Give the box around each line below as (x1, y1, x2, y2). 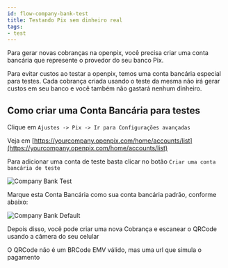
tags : (7, 23, 23, 30)
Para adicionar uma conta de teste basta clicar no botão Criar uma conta (7, 157, 216, 166)
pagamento (7, 253, 40, 262)
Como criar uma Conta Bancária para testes (7, 104, 200, 116)
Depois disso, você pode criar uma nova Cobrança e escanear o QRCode (7, 225, 218, 233)
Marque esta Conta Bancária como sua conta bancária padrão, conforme (7, 191, 217, 199)
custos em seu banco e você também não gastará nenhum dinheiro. (7, 84, 202, 93)
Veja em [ (7, 136, 35, 145)
